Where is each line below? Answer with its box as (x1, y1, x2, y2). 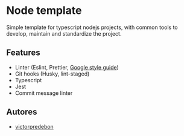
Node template (6, 4, 82, 18)
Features (6, 48, 40, 58)
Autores (6, 107, 37, 117)
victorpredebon (14, 123, 54, 130)
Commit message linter (14, 89, 73, 97)
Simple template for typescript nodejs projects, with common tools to (6, 24, 178, 31)
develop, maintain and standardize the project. (6, 30, 122, 37)
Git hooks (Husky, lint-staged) (14, 70, 90, 77)
